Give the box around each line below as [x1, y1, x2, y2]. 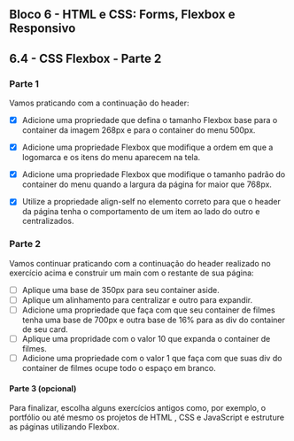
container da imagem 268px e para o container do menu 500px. [21, 125, 256, 135]
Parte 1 [9, 77, 40, 89]
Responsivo [9, 21, 76, 36]
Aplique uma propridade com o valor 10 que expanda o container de [21, 333, 271, 344]
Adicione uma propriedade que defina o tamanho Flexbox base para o [21, 115, 278, 126]
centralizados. [21, 216, 74, 227]
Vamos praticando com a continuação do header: [9, 97, 190, 109]
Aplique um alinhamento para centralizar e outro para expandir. [21, 294, 253, 305]
